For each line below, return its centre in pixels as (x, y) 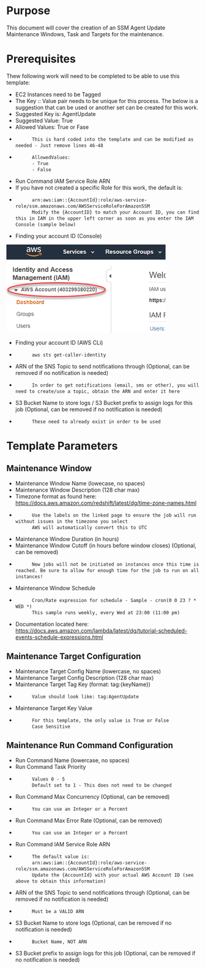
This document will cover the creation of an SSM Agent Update (86, 28)
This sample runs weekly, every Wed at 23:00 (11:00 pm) (106, 612)
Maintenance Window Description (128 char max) (77, 490)
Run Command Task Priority (50, 766)
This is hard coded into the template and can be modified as (113, 139)
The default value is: (61, 857)
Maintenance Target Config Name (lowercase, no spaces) (88, 671)
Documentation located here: (52, 624)
